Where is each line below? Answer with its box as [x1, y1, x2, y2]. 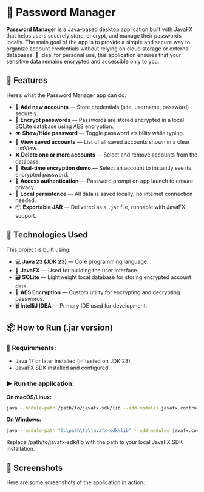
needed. [15, 197, 36, 204]
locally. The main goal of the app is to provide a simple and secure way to [6, 38, 191, 45]
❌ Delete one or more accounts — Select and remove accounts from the [15, 151, 198, 158]
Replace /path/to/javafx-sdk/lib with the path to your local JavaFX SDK [6, 439, 183, 446]
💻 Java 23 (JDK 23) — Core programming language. [15, 258, 149, 265]
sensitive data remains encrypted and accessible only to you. [6, 58, 160, 65]
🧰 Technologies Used [6, 230, 88, 240]
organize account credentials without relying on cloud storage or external [6, 45, 190, 52]
